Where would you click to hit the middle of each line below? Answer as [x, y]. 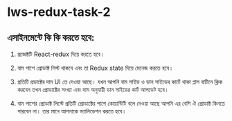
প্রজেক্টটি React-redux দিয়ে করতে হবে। [61, 54]
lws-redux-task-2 [59, 12]
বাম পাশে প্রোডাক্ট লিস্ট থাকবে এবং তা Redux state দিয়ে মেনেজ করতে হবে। [95, 68]
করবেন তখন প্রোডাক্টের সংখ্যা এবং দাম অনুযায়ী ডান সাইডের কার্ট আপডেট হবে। [93, 90]
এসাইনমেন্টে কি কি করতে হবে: [51, 38]
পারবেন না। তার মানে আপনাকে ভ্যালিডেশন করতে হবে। [72, 111]
